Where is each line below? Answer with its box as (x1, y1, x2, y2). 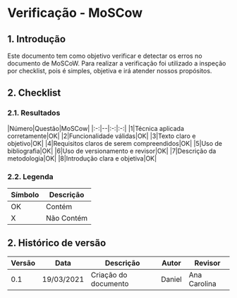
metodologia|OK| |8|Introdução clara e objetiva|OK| (7, 154, 157, 163)
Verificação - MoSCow (7, 5, 143, 21)
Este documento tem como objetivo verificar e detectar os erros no (7, 51, 202, 60)
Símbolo (11, 190, 39, 199)
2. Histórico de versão (7, 237, 107, 249)
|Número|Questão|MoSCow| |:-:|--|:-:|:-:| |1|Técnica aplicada (7, 124, 185, 132)
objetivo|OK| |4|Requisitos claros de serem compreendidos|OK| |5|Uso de (7, 139, 223, 147)
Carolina (188, 278, 217, 288)
